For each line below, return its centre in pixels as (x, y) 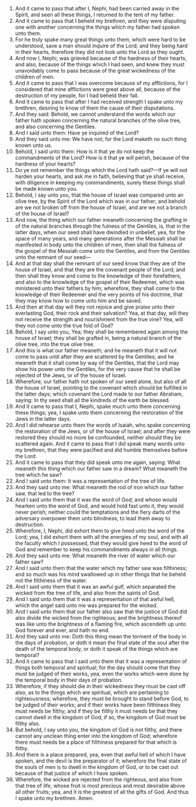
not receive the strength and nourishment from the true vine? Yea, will (99, 319)
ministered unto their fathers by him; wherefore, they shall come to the (100, 288)
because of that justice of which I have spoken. (72, 773)
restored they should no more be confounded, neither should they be (98, 437)
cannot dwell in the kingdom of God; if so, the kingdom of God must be (100, 717)
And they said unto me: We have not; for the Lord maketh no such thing (101, 139)
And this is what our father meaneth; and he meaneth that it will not (96, 350)
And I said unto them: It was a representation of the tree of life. (90, 481)
